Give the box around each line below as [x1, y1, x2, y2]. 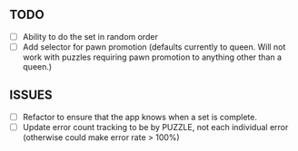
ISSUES [9, 88, 53, 103]
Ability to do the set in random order [22, 31, 159, 42]
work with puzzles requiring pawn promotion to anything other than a [22, 52, 283, 62]
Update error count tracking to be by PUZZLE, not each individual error [22, 121, 289, 132]
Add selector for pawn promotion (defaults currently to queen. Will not [22, 41, 286, 52]
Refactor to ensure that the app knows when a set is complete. [22, 111, 257, 122]
